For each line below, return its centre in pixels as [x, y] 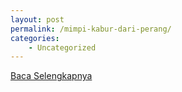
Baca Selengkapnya [51, 76]
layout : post [37, 19]
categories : [35, 38]
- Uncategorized [62, 47]
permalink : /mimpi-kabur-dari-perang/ [91, 29]
